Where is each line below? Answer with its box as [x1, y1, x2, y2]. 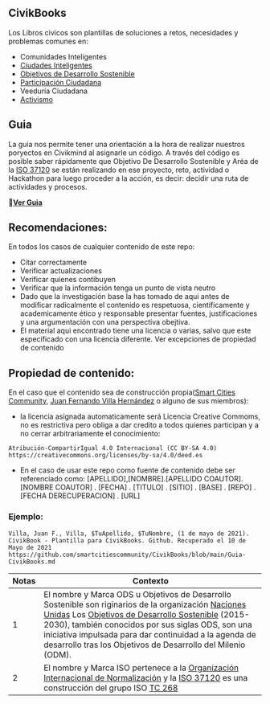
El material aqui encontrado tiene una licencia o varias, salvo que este [19, 325, 252, 336]
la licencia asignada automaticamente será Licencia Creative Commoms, [19, 411, 261, 421]
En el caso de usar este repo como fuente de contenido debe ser [19, 465, 235, 475]
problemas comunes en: [8, 36, 88, 46]
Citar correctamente [19, 257, 88, 268]
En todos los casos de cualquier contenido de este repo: [8, 242, 195, 252]
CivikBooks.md [8, 558, 56, 566]
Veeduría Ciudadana [19, 86, 88, 96]
